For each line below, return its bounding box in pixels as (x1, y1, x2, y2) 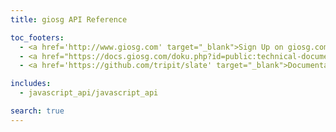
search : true (10, 106, 65, 116)
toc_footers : (10, 32, 65, 43)
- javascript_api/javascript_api (19, 88, 159, 98)
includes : (10, 79, 52, 89)
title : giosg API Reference (10, 14, 128, 25)
